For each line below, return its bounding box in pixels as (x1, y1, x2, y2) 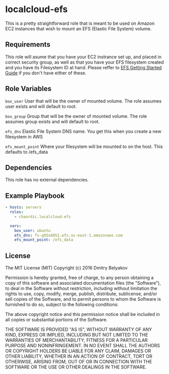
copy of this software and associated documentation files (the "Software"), (5, 280, 161, 286)
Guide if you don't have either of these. (5, 70, 87, 76)
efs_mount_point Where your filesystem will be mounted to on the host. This (5, 143, 163, 150)
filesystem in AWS (5, 133, 43, 139)
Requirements (5, 40, 50, 49)
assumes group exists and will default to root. (5, 118, 100, 124)
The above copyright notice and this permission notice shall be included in (5, 311, 160, 317)
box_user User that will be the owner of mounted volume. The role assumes (5, 98, 162, 104)
